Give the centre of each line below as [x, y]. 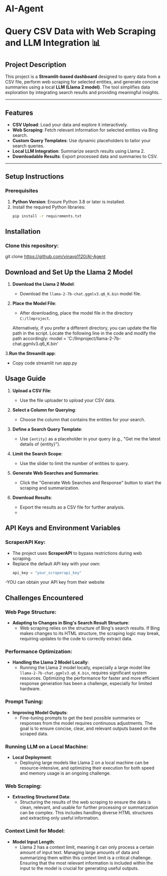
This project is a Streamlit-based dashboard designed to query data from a [83, 77]
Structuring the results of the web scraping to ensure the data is [85, 802]
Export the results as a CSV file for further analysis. [72, 507]
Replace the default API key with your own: [56, 564]
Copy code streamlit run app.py [45, 363]
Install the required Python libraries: [49, 207]
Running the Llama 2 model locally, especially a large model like [85, 668]
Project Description [36, 64]
